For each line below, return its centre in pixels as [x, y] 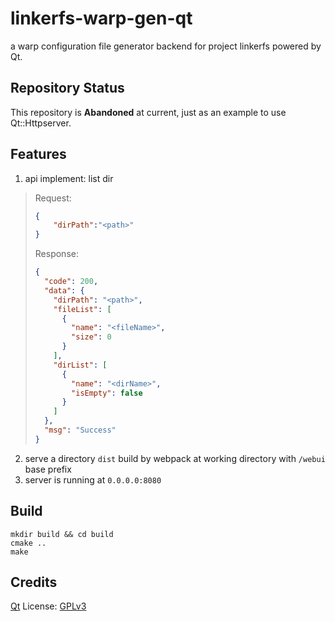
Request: [53, 198]
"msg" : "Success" [80, 430]
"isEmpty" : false [107, 393]
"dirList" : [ [80, 365]
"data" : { [64, 290]
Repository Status [67, 88]
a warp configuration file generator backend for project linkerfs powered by [166, 46]
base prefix [48, 469]
